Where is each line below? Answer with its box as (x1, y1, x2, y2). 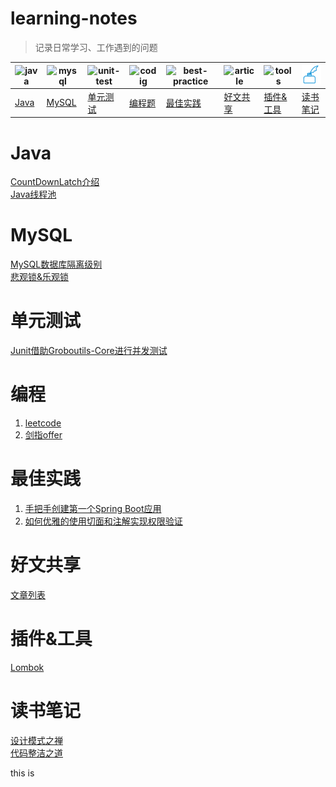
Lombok (10, 661, 45, 673)
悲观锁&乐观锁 (10, 271, 70, 283)
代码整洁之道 (10, 747, 63, 759)
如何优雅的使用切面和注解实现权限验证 (24, 515, 183, 527)
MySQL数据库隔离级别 (10, 258, 103, 271)
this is (10, 767, 35, 779)
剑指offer (24, 429, 63, 441)
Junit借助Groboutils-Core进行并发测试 (10, 345, 168, 357)
